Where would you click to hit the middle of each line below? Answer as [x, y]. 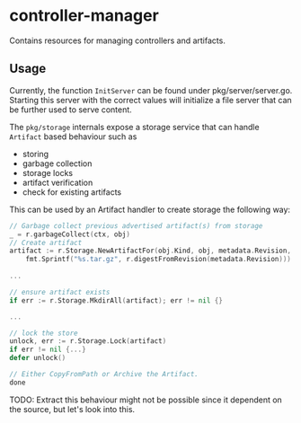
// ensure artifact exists [60, 292]
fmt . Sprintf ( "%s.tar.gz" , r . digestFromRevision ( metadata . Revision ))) [159, 260]
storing [35, 154]
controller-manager [84, 16]
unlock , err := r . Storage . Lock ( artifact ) [88, 341]
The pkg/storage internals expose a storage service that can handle [134, 127]
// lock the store [44, 333]
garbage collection [57, 163]
